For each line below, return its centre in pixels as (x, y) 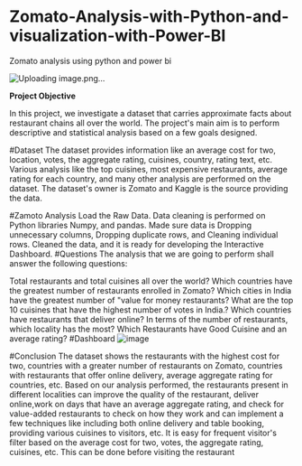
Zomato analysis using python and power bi (91, 61)
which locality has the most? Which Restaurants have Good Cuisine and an (148, 329)
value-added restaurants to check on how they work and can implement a (146, 414)
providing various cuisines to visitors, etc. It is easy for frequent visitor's (143, 433)
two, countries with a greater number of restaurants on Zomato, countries (146, 365)
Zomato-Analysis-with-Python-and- (149, 17)
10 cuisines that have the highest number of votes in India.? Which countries (151, 310)
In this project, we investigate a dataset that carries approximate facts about (151, 113)
